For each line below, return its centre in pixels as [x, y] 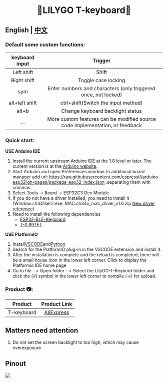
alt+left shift [23, 103]
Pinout [16, 363]
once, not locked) [101, 95]
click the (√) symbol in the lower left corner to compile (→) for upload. [84, 276]
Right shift [23, 80]
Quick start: [20, 140]
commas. [22, 188]
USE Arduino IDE [23, 151]
